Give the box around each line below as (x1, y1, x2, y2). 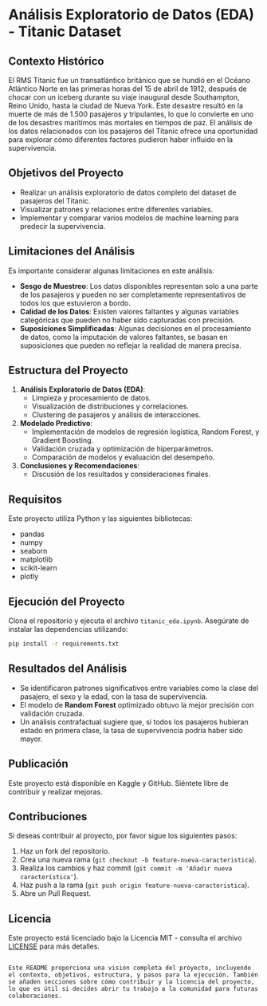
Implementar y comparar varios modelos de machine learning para (19, 213, 239, 223)
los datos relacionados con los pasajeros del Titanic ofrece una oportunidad (8, 126, 258, 136)
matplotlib (19, 554, 53, 564)
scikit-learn (19, 563, 57, 573)
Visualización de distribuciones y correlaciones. (31, 401, 190, 412)
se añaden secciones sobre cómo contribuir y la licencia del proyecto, (8, 978, 255, 986)
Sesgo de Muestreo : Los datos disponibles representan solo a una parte (19, 281, 259, 290)
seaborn (19, 546, 48, 556)
